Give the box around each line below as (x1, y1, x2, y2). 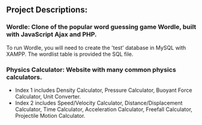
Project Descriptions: (6, 5, 88, 15)
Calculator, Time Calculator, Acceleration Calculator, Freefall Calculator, (14, 105, 193, 113)
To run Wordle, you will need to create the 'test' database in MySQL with (6, 44, 186, 51)
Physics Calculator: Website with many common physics (6, 66, 177, 74)
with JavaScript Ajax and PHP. (6, 30, 97, 38)
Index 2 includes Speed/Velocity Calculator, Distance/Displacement (14, 99, 183, 106)
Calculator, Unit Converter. (14, 93, 81, 100)
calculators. (6, 73, 42, 81)
